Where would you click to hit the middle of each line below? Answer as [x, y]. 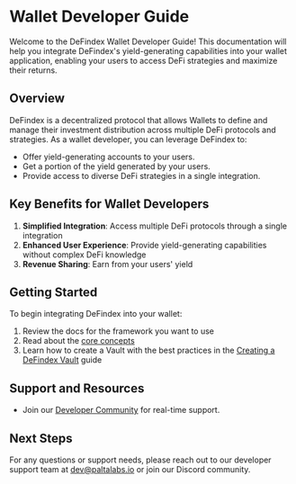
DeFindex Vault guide [62, 360]
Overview [37, 99]
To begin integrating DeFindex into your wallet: [96, 314]
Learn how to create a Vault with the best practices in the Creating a [148, 350]
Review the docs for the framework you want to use [118, 331]
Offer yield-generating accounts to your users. [108, 157]
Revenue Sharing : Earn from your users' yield [108, 264]
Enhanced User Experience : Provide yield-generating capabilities [144, 245]
